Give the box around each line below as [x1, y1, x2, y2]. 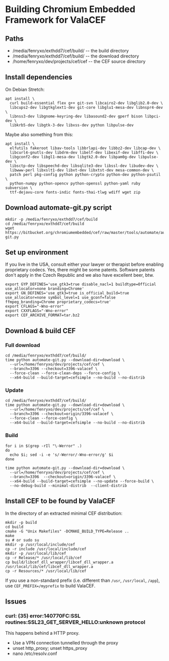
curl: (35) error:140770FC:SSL [5, 612, 81, 619]
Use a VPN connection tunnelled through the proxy [12, 640, 118, 646]
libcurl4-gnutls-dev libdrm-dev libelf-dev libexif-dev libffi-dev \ [10, 150, 158, 155]
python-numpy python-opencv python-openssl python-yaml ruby [10, 181, 141, 186]
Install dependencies [5, 73, 72, 82]
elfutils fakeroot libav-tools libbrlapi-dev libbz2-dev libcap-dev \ [10, 145, 161, 151]
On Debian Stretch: [5, 86, 45, 92]
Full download [5, 341, 40, 348]
